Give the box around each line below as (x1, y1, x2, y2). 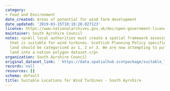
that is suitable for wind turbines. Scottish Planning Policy (10, 40, 146, 45)
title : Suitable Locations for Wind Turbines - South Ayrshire (5, 78, 142, 83)
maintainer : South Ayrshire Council (5, 31, 82, 36)
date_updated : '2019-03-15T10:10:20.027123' (5, 21, 101, 27)
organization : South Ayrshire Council (5, 54, 87, 60)
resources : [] (5, 69, 35, 74)
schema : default (5, 73, 39, 78)
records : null (5, 64, 35, 69)
